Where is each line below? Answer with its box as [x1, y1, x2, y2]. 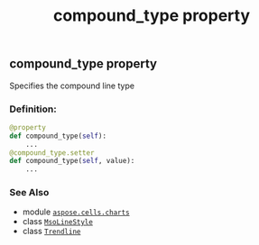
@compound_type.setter [9, 148, 95, 158]
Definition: [9, 103, 57, 115]
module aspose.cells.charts [22, 206, 130, 217]
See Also [9, 186, 50, 199]
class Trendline [22, 226, 81, 237]
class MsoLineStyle [22, 216, 93, 227]
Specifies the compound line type [9, 80, 135, 91]
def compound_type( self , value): [9, 157, 135, 166]
